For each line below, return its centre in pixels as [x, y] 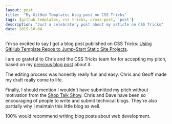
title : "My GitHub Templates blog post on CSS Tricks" [66, 15]
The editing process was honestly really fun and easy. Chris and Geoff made [86, 74]
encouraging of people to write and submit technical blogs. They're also [81, 101]
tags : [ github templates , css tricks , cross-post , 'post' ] [70, 19]
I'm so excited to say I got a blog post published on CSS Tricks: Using [79, 44]
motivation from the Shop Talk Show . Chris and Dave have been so [76, 95]
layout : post [19, 10]
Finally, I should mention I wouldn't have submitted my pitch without [77, 90]
